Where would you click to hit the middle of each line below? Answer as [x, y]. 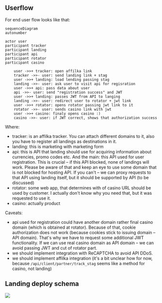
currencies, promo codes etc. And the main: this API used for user [78, 157]
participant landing [26, 50]
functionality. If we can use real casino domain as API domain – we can [83, 243]
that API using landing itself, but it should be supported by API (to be [80, 177]
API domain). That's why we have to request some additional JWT [78, 237]
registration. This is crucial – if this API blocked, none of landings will [81, 162]
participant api [21, 54]
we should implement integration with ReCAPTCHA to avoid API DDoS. [82, 253]
